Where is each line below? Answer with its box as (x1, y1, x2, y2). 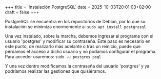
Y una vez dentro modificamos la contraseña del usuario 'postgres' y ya (5, 63, 150, 69)
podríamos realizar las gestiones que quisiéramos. (5, 68, 106, 74)
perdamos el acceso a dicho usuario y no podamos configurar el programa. (5, 48, 157, 54)
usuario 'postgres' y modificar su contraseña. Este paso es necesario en (5, 38, 151, 44)
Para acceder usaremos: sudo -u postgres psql (5, 54, 101, 60)
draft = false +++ (5, 9, 40, 15)
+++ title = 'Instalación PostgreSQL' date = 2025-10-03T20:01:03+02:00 (5, 4, 151, 10)
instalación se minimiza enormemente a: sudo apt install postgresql (5, 24, 146, 30)
